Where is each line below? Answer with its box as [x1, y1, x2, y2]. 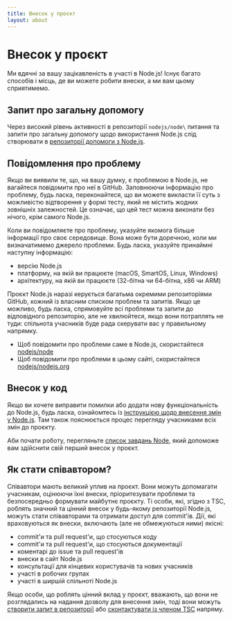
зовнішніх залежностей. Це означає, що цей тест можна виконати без [7, 205, 215, 214]
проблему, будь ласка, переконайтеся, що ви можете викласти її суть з [7, 191, 220, 199]
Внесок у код [7, 382, 68, 394]
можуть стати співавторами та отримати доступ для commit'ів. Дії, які [7, 511, 216, 520]
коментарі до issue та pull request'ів [17, 547, 123, 556]
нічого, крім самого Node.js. [7, 213, 91, 221]
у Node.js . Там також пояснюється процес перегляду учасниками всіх [7, 415, 217, 424]
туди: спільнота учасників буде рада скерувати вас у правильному [7, 320, 206, 328]
